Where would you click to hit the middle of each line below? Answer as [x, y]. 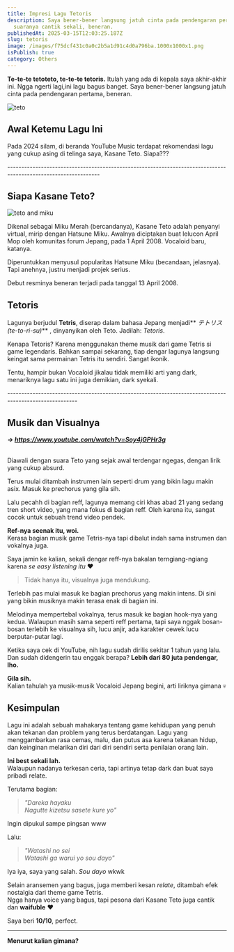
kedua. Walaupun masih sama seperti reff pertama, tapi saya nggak [104, 622]
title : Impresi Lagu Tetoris [49, 14]
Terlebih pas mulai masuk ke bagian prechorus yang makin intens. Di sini [111, 593]
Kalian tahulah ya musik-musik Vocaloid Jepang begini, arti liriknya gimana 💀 [117, 686]
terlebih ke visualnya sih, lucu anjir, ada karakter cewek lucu [113, 629]
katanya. [19, 249]
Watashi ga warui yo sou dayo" [69, 858]
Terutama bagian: [32, 789]
